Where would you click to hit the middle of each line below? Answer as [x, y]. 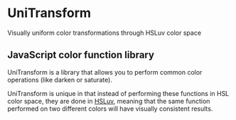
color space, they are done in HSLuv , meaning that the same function [109, 101]
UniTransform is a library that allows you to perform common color [105, 72]
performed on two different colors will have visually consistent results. [110, 109]
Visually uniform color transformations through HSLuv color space [104, 33]
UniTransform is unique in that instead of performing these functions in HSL [118, 93]
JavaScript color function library [81, 55]
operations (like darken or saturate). [60, 80]
